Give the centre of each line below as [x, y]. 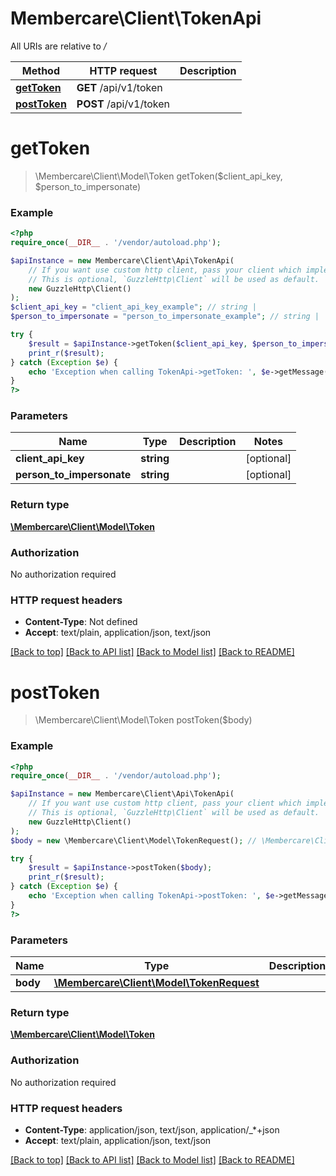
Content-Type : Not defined [81, 622]
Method [41, 70]
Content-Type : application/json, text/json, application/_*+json [152, 1129]
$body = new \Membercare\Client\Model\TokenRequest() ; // [133, 840]
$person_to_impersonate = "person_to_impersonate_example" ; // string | [165, 317]
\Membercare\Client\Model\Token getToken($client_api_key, [158, 176]
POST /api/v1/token [123, 104]
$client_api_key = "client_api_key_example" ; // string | [133, 307]
